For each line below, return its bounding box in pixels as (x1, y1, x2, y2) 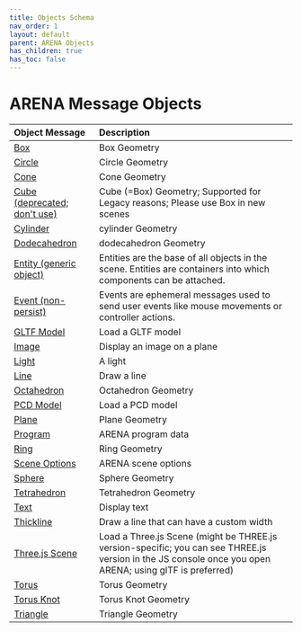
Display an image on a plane (98, 340, 218, 352)
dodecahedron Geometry (98, 236, 206, 249)
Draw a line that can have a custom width (98, 515, 273, 528)
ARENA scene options (98, 457, 191, 469)
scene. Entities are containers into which (98, 263, 270, 275)
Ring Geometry (98, 442, 163, 455)
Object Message (13, 126, 86, 138)
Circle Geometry (98, 156, 169, 168)
